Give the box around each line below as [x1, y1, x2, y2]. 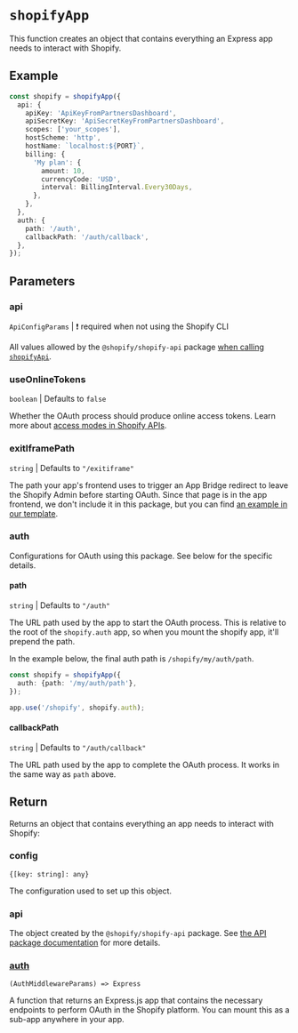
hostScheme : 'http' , [25, 133, 101, 142]
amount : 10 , [41, 166, 86, 175]
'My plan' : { [32, 158, 82, 167]
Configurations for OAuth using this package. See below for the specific [9, 550, 273, 561]
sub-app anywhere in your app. [9, 1014, 125, 1025]
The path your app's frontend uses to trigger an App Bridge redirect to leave [9, 479, 289, 491]
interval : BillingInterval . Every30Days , [41, 183, 193, 192]
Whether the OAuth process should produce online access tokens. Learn [9, 411, 276, 421]
